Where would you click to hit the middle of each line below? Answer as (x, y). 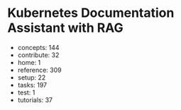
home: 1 (29, 62)
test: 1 (26, 92)
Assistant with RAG (66, 28)
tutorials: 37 (35, 99)
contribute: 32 (38, 55)
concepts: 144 (38, 47)
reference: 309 (39, 70)
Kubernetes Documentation (91, 13)
